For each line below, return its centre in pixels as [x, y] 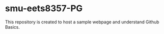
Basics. [13, 27]
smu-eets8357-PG [44, 8]
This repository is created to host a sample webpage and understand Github [82, 22]
